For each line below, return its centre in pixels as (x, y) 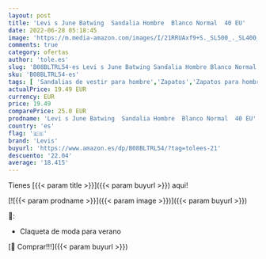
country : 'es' (32, 126)
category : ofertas (38, 52)
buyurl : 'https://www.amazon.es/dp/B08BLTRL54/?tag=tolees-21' (115, 148)
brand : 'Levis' (33, 141)
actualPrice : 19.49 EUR (47, 89)
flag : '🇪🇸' (28, 133)
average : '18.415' (38, 163)
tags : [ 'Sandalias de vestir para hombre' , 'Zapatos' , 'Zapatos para (123, 82)
